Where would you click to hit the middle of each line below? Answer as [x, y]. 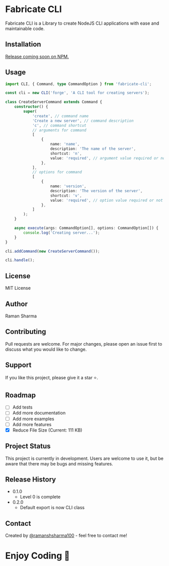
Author [16, 304]
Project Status [28, 446]
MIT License [18, 288]
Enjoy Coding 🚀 [38, 556]
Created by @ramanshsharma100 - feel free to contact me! [66, 536]
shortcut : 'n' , [66, 153]
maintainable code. [25, 28]
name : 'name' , [65, 144]
